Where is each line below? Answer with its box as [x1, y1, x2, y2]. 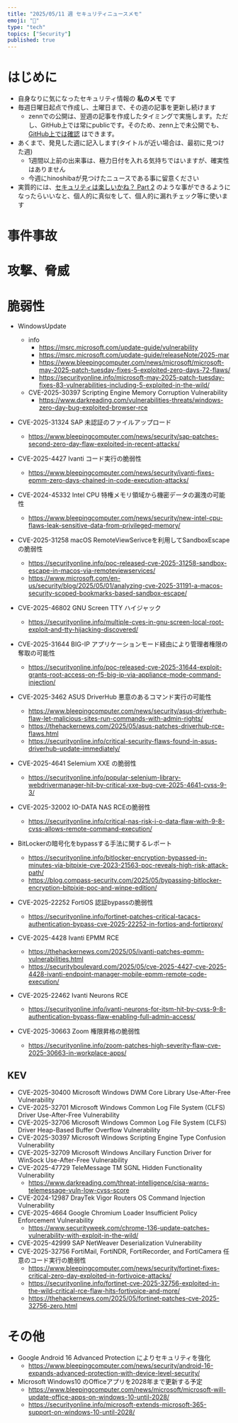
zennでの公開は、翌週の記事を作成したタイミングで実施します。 [28, 112, 216, 120]
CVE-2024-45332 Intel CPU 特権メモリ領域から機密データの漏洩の [17, 490, 213, 500]
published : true [7, 37, 55, 44]
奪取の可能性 [17, 649, 55, 658]
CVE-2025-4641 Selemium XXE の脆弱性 [17, 759, 137, 767]
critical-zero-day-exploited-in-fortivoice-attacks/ [28, 1271, 172, 1280]
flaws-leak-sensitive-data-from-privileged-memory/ [28, 522, 181, 530]
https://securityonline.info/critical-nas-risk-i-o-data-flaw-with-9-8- [28, 817, 225, 826]
